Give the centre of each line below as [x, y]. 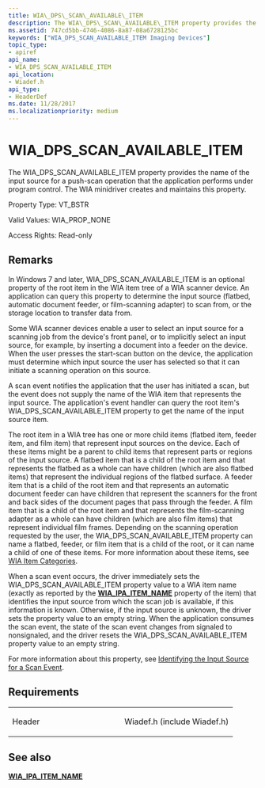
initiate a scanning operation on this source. [79, 370]
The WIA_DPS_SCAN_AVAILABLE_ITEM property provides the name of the [129, 172]
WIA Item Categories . [43, 561]
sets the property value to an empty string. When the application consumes [131, 618]
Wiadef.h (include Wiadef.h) [176, 721]
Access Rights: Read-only [50, 235]
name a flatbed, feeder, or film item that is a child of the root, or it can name [131, 544]
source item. [28, 419]
